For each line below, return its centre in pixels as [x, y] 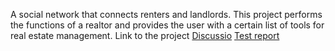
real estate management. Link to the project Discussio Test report [145, 35]
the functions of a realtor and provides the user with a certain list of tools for [167, 25]
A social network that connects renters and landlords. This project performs [166, 14]
